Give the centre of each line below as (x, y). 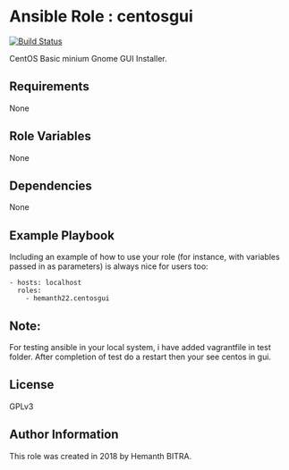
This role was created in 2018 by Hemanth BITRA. (101, 456)
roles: (30, 291)
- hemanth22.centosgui (68, 298)
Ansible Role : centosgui (102, 17)
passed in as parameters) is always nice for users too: (109, 266)
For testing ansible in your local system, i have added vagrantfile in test (140, 347)
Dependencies (51, 185)
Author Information (64, 435)
